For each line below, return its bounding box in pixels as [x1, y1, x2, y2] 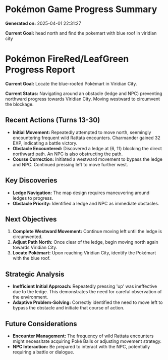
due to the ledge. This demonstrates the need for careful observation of [12, 289, 162, 295]
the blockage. [5, 101, 34, 107]
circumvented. [12, 234, 43, 240]
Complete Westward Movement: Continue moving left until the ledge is [12, 229, 162, 235]
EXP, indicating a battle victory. [12, 140, 78, 146]
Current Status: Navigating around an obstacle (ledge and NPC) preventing [5, 90, 162, 97]
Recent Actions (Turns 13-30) [5, 116, 100, 124]
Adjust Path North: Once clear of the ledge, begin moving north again [12, 239, 158, 245]
